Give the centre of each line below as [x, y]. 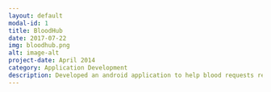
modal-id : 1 [28, 23]
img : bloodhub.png [39, 46]
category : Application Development [68, 68]
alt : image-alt [34, 53]
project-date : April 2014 [52, 61]
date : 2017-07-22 [38, 38]
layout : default [35, 16]
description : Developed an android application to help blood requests [131, 75]
